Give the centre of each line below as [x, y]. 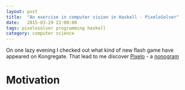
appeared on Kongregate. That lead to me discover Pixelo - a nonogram [93, 56]
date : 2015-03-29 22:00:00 [42, 22]
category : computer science [40, 34]
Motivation [33, 80]
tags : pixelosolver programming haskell [56, 28]
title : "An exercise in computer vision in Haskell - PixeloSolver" [93, 17]
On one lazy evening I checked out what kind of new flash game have [90, 50]
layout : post [22, 11]
